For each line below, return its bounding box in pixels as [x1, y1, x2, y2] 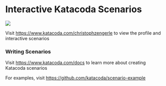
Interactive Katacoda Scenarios [5, 4, 142, 15]
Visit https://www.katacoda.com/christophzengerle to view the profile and [5, 30, 161, 36]
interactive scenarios [5, 35, 50, 41]
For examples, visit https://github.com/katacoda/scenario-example [5, 75, 146, 81]
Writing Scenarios [5, 48, 51, 55]
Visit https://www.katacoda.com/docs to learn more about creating [5, 60, 146, 66]
